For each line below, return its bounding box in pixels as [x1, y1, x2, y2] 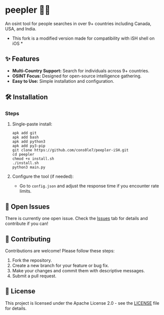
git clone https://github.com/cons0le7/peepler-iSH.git [12, 148, 129, 153]
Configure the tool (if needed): [12, 173, 74, 179]
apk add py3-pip [12, 144, 46, 148]
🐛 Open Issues [5, 202, 50, 211]
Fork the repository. [12, 257, 52, 264]
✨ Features [5, 55, 40, 63]
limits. [19, 188, 32, 194]
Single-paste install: [12, 121, 52, 127]
